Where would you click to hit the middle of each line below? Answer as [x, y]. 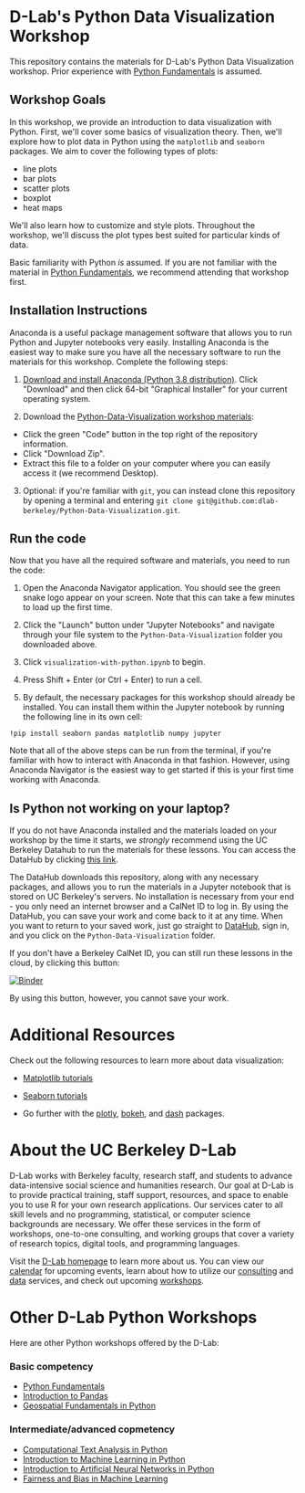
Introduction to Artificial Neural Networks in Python [118, 1468]
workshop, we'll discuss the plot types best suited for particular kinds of [145, 235]
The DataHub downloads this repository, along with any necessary [134, 878]
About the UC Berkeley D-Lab [123, 1150]
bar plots [39, 178]
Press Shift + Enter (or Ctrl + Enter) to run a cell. [112, 680]
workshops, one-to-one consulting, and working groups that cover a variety [152, 1234]
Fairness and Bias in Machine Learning [95, 1478]
